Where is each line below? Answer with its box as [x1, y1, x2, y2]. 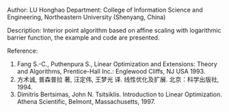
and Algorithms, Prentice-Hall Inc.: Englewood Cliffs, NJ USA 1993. [16, 68, 206, 75]
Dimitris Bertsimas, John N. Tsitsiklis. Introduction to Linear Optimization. [16, 90, 222, 98]
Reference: [7, 47, 38, 55]
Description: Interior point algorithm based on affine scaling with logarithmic [7, 27, 221, 34]
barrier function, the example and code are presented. [7, 33, 160, 42]
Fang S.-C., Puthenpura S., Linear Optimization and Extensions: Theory [16, 60, 217, 68]
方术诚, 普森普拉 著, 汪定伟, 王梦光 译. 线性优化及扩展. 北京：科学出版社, [16, 75, 219, 83]
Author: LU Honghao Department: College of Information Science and [7, 6, 203, 14]
